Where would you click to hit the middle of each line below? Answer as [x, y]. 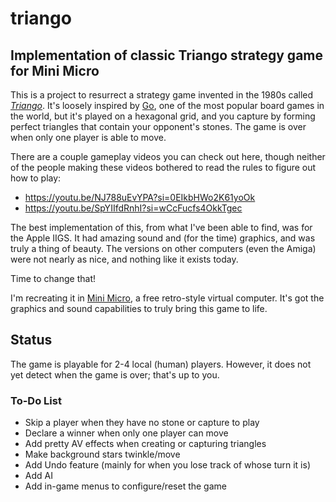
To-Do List [36, 400]
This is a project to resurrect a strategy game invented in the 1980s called [162, 95]
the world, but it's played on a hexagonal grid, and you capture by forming [163, 116]
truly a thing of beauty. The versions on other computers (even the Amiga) [163, 248]
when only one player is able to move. [88, 137]
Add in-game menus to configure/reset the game [125, 486]
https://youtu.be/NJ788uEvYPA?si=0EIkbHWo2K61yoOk [140, 197]
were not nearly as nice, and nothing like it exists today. [124, 259]
